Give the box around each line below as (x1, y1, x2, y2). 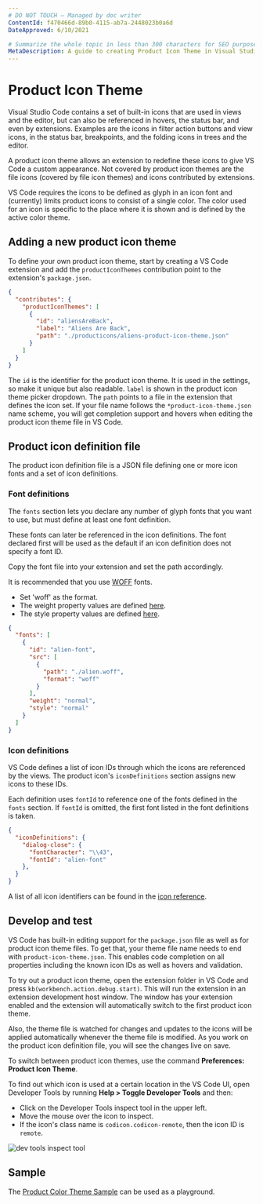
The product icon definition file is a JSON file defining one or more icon (8, 461, 239, 470)
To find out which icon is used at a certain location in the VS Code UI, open (8, 1079, 250, 1089)
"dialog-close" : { (22, 841, 82, 848)
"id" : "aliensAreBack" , (36, 317, 113, 326)
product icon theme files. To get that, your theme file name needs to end (8, 943, 242, 953)
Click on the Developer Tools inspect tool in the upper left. (19, 1103, 207, 1112)
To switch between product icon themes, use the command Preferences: (8, 1056, 245, 1065)
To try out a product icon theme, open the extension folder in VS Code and (8, 975, 249, 985)
